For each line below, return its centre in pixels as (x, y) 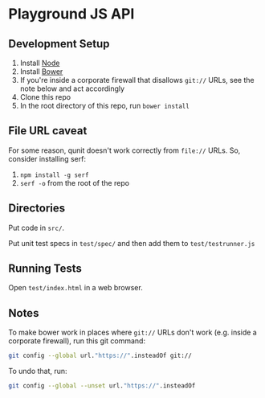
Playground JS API (71, 14)
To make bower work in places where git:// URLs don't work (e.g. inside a (132, 332)
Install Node (40, 63)
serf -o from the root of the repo (75, 183)
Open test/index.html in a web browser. (75, 288)
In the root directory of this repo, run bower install (105, 106)
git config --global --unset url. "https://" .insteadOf (102, 386)
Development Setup (59, 44)
